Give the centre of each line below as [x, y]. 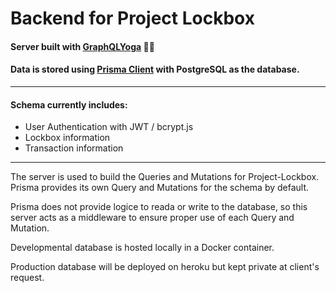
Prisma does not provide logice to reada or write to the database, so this [159, 207]
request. [27, 278]
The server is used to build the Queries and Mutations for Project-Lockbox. [165, 177]
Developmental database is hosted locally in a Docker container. [142, 248]
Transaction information [74, 148]
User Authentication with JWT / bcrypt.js [109, 127]
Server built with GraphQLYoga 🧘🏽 [82, 46]
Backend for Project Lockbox [132, 18]
